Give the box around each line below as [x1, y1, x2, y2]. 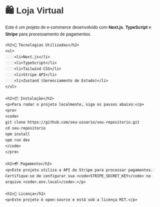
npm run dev [5, 137, 30, 143]
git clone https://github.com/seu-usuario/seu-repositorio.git [5, 120, 140, 125]
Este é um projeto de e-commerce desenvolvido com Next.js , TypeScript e [5, 24, 151, 30]
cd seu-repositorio [5, 126, 46, 131]
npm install [5, 131, 30, 137]
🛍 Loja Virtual [5, 5, 64, 16]
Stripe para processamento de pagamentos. [5, 31, 91, 37]
